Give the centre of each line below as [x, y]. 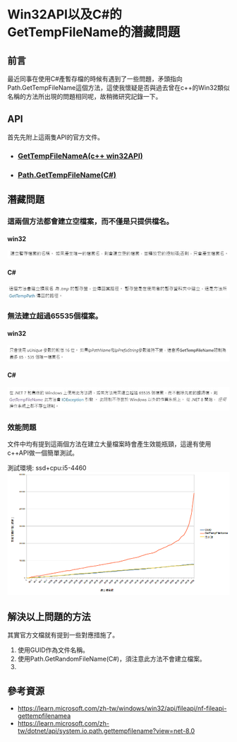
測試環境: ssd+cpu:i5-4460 [47, 468]
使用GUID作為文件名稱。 [53, 650]
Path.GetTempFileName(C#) [67, 175]
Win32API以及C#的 [65, 15]
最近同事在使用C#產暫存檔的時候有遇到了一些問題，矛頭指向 [95, 79]
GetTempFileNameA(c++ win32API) [80, 156]
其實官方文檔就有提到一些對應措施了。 [63, 635]
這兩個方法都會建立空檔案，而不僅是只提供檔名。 [91, 221]
